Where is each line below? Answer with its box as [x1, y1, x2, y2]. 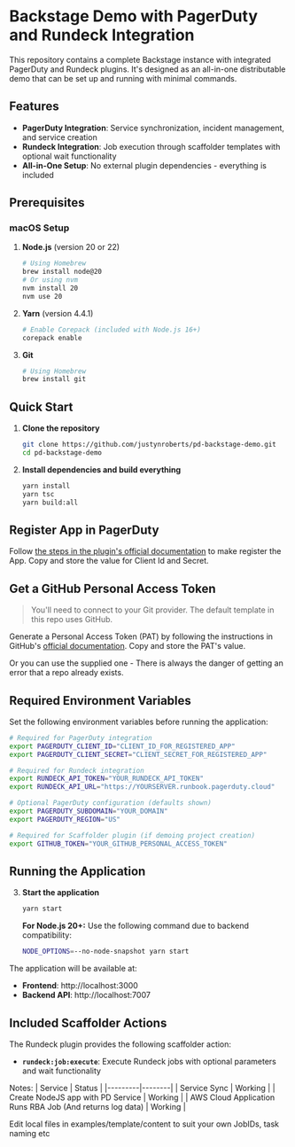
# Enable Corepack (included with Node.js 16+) [21, 325, 201, 334]
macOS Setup [9, 222, 70, 234]
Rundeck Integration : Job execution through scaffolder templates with [21, 141, 281, 152]
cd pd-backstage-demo [21, 449, 102, 457]
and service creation [21, 131, 97, 143]
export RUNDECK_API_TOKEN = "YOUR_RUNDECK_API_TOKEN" [9, 774, 204, 784]
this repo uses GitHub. [30, 614, 113, 625]
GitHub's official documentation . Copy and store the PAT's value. [9, 641, 246, 652]
